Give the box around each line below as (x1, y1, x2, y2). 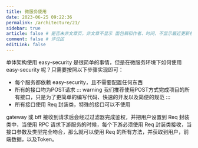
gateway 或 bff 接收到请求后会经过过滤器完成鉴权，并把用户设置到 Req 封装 (6, 113, 190, 120)
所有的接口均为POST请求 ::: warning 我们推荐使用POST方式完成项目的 (14, 86, 185, 93)
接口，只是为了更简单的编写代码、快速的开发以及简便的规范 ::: (19, 93, 171, 101)
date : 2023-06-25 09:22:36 (6, 14, 72, 20)
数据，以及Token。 (11, 136, 58, 143)
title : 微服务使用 (6, 8, 47, 15)
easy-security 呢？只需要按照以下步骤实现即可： (6, 66, 124, 73)
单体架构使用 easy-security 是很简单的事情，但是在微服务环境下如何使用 (6, 59, 182, 66)
